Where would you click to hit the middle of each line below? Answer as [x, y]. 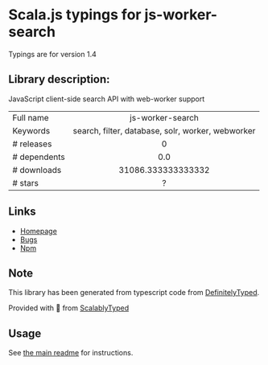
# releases [32, 144]
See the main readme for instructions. [71, 353]
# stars [25, 182]
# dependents [39, 157]
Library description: [59, 79]
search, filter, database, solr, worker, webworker [164, 130]
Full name [31, 117]
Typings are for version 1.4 [52, 54]
